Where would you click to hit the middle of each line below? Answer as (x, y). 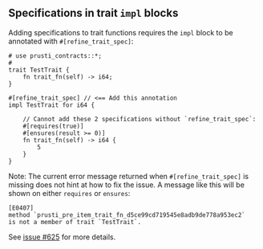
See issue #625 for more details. (62, 237)
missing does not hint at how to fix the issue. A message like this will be (126, 185)
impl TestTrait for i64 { (51, 105)
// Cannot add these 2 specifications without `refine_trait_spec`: (140, 119)
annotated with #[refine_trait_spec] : (71, 41)
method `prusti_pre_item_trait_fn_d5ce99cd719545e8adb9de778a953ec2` (127, 215)
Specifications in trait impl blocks (93, 13)
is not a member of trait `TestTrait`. (75, 222)
